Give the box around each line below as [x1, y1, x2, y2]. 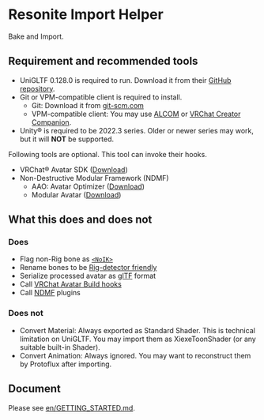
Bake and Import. [8, 32, 65, 41]
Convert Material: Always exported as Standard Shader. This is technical [19, 325, 255, 335]
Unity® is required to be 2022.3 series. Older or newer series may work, [19, 126, 255, 135]
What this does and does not [8, 213, 153, 227]
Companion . [31, 117, 72, 127]
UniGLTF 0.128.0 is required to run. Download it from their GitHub [19, 75, 232, 84]
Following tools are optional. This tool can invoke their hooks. [8, 149, 207, 159]
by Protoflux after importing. [19, 359, 112, 369]
